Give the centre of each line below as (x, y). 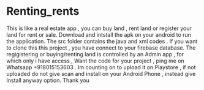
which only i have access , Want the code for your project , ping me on (96, 61)
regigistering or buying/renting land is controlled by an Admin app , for (95, 54)
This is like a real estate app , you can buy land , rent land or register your (99, 28)
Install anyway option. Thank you (48, 80)
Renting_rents (43, 11)
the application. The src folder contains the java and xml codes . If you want (102, 41)
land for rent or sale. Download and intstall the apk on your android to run (99, 34)
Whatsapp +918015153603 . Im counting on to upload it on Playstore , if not (101, 67)
